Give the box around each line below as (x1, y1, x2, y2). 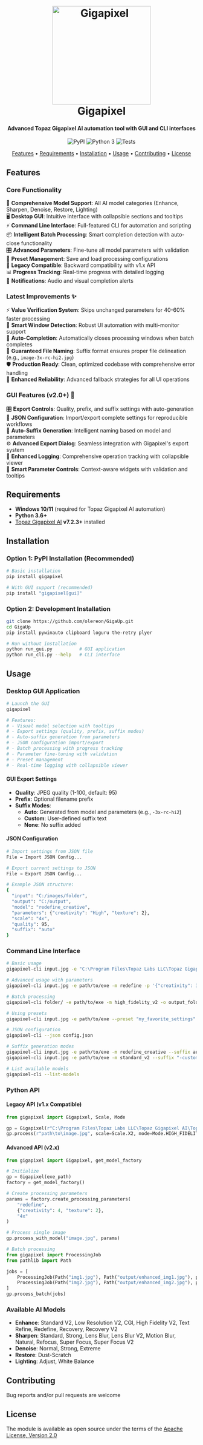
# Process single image (6, 1230, 66, 1236)
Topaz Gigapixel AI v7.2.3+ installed (14, 518, 105, 526)
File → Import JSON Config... (6, 854, 83, 860)
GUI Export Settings (6, 775, 57, 783)
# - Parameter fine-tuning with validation (6, 751, 118, 757)
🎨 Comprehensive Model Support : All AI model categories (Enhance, (6, 200, 179, 207)
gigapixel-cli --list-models (6, 1071, 80, 1077)
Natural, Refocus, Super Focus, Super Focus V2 (14, 1338, 134, 1346)
